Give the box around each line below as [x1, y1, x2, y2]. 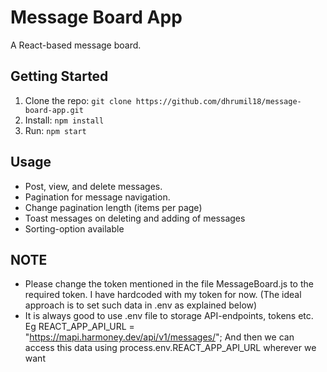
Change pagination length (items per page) [24, 201, 203, 213]
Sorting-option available [24, 222, 125, 235]
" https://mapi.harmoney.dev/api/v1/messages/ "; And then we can [24, 331, 295, 343]
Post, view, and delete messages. [24, 180, 163, 192]
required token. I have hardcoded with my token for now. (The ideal [24, 289, 302, 301]
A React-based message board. [10, 39, 142, 51]
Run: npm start [24, 124, 87, 136]
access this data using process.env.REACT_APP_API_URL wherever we [24, 342, 317, 354]
